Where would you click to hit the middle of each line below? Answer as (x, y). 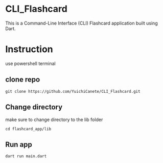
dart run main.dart (26, 156)
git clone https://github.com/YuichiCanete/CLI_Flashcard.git (73, 91)
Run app (19, 144)
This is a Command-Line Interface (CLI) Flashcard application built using (81, 23)
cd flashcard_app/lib (28, 129)
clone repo (23, 80)
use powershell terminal (30, 63)
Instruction (29, 49)
